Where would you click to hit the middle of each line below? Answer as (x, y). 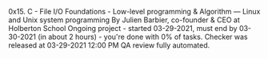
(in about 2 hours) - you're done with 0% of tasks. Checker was (142, 37)
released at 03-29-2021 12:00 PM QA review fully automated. (109, 45)
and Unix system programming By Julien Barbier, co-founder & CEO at (124, 20)
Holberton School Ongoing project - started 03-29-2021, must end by (123, 28)
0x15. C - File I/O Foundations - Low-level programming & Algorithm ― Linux (134, 12)
